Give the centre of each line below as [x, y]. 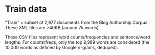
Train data [26, 9]
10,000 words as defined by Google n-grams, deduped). [62, 47]
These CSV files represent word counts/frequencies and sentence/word [77, 37]
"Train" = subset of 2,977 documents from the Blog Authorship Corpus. [77, 22]
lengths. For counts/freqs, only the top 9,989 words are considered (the [77, 42]
